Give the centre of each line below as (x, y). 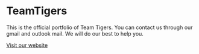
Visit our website (27, 45)
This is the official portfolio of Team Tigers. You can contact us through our (99, 27)
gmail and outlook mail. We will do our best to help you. (75, 33)
